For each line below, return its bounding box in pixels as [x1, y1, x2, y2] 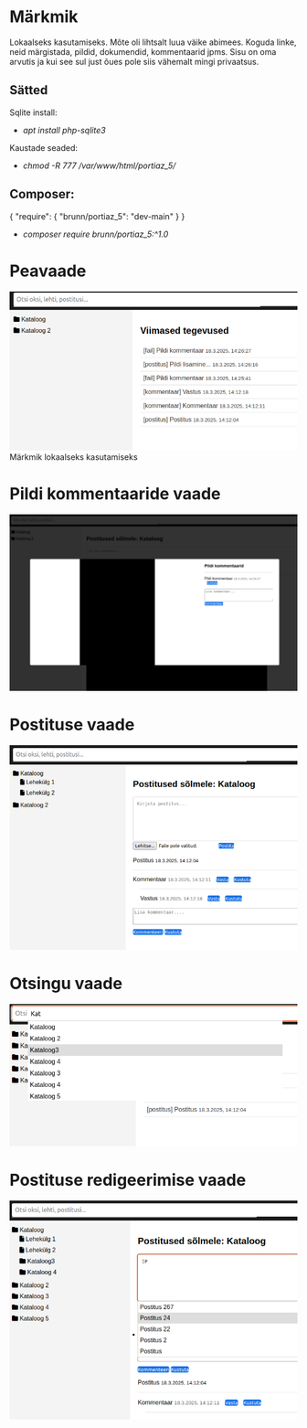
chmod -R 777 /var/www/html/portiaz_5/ [22, 160, 176, 171]
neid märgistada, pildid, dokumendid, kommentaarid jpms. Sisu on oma [9, 46, 277, 57]
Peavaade [9, 261, 87, 281]
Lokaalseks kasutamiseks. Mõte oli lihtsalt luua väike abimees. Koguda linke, [9, 37, 297, 48]
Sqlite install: [9, 107, 58, 118]
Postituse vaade [9, 714, 135, 735]
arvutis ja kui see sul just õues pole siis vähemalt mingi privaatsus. [9, 56, 259, 67]
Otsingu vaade [9, 973, 123, 994]
